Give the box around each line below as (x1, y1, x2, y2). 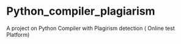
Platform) (6, 31, 30, 38)
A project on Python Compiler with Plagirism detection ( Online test (6, 24, 175, 32)
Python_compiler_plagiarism (6, 4, 155, 18)
